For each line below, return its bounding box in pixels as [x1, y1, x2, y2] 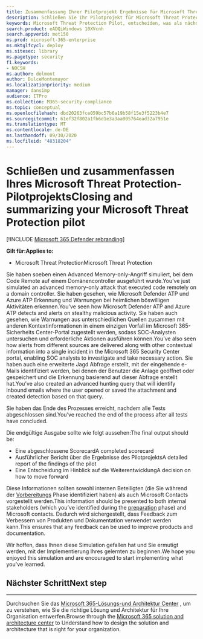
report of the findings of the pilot [14, 460, 97, 467]
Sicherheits [6, 328, 34, 336]
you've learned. [6, 560, 45, 568]
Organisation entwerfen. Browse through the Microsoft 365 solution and [6, 612, 184, 620]
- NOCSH [6, 65, 26, 71]
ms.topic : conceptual [6, 104, 61, 111]
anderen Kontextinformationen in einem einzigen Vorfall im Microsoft [6, 322, 178, 329]
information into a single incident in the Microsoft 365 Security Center [6, 348, 180, 355]
